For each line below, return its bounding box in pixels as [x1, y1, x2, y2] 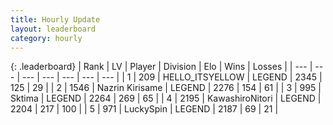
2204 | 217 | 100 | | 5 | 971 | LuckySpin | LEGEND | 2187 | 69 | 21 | [10, 103, 279, 115]
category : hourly [10, 33, 83, 43]
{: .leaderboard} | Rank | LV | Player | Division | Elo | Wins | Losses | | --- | [10, 61, 313, 73]
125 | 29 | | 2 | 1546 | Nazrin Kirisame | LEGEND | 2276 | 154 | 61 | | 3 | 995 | [10, 82, 322, 94]
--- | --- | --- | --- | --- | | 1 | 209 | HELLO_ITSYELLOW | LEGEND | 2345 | [21, 71, 323, 83]
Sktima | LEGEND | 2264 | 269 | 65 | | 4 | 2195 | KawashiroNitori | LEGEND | [10, 92, 322, 105]
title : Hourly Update [10, 14, 101, 25]
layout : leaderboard [10, 24, 97, 34]
